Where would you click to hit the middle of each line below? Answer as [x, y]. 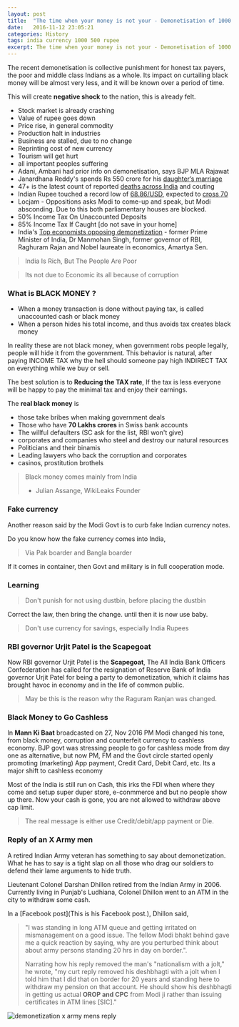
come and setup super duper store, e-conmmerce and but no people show [117, 792]
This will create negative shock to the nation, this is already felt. [102, 96]
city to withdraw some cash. [49, 899]
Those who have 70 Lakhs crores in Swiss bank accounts [103, 425]
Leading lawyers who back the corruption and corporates [102, 455]
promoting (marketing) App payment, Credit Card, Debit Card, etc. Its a [111, 763]
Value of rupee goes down [57, 118]
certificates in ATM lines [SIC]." [71, 1002]
